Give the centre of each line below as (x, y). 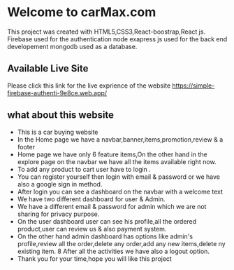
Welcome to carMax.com (82, 12)
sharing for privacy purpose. (58, 214)
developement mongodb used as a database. (72, 46)
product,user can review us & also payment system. (92, 229)
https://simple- (193, 86)
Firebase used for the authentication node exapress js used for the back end (117, 39)
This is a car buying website (58, 132)
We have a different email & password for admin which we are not (112, 206)
